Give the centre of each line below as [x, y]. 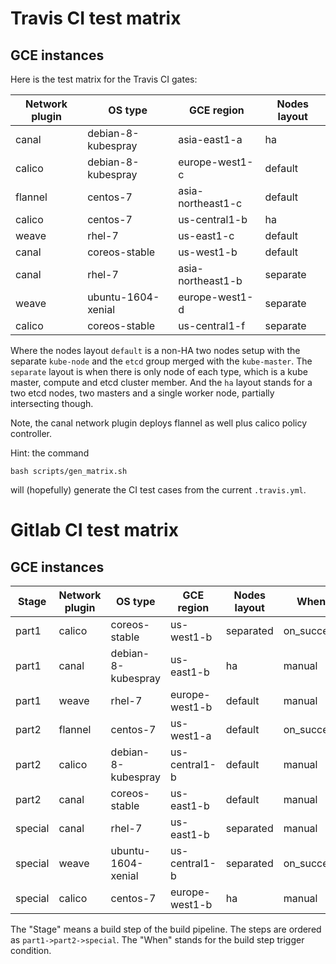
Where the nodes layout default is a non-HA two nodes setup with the [155, 350]
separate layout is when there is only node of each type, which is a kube [159, 371]
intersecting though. [52, 403]
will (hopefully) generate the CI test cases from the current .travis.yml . [158, 490]
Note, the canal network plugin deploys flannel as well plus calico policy [159, 423]
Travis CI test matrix [96, 18]
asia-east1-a [210, 139]
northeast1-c [210, 203]
